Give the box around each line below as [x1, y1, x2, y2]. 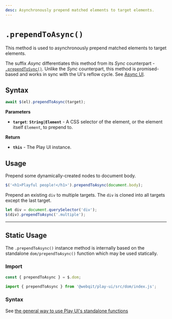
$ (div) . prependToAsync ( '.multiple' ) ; [5, 212, 86, 217]
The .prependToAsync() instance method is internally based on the [5, 245, 145, 251]
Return [5, 134, 20, 140]
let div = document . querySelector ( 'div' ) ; [5, 207, 97, 212]
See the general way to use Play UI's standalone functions [5, 308, 128, 314]
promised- [137, 65, 159, 72]
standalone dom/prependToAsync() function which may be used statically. [5, 250, 158, 256]
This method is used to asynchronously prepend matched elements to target [5, 45, 167, 51]
